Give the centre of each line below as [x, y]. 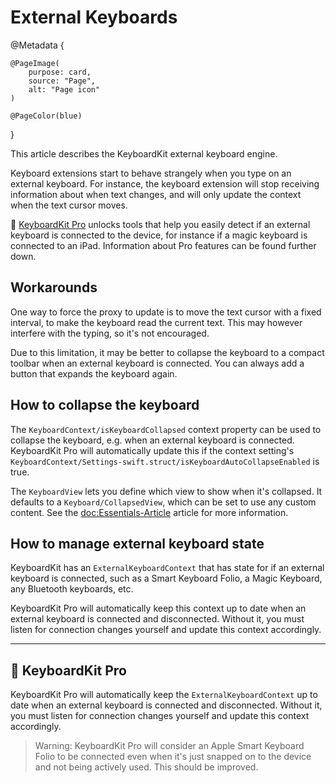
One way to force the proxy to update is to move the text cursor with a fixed [166, 312]
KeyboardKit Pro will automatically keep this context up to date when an [158, 608]
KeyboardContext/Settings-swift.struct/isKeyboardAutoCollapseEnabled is [165, 461]
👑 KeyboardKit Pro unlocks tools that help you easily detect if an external [160, 224]
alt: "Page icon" [64, 89]
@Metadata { [37, 45]
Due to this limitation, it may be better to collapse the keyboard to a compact [167, 352]
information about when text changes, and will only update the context [156, 194]
